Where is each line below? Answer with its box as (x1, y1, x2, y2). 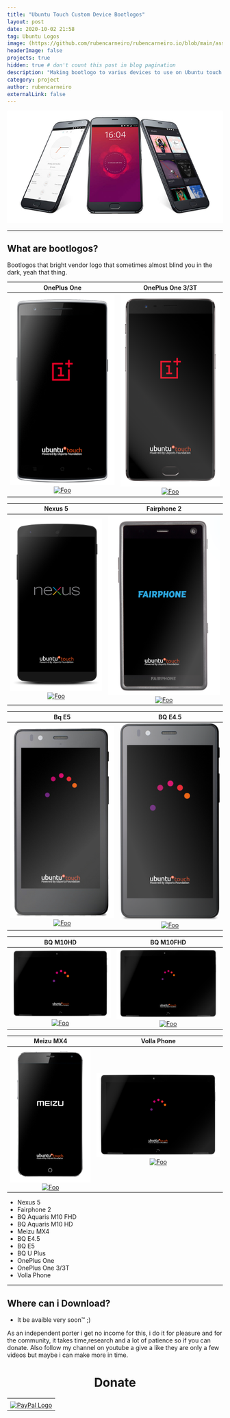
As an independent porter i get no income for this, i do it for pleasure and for (7, 1329, 222, 1338)
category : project (7, 76, 60, 83)
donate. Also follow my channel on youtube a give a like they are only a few (7, 1344, 220, 1352)
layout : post (7, 18, 44, 25)
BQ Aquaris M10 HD (16, 1220, 73, 1229)
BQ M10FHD (150, 938, 187, 946)
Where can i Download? (7, 1297, 111, 1309)
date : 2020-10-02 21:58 (7, 25, 75, 32)
